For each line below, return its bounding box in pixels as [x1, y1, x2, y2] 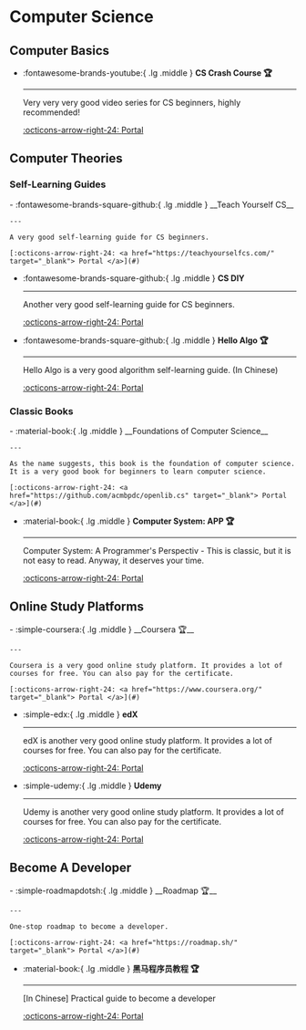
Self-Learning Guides [9, 178, 107, 191]
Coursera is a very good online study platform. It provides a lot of [9, 661, 283, 670]
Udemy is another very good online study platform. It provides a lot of [22, 806, 284, 817]
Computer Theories [9, 151, 123, 166]
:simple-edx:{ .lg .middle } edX [22, 709, 138, 720]
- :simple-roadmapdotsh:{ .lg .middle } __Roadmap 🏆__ [9, 885, 217, 896]
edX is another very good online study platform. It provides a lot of [22, 734, 273, 745]
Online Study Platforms [9, 599, 144, 615]
